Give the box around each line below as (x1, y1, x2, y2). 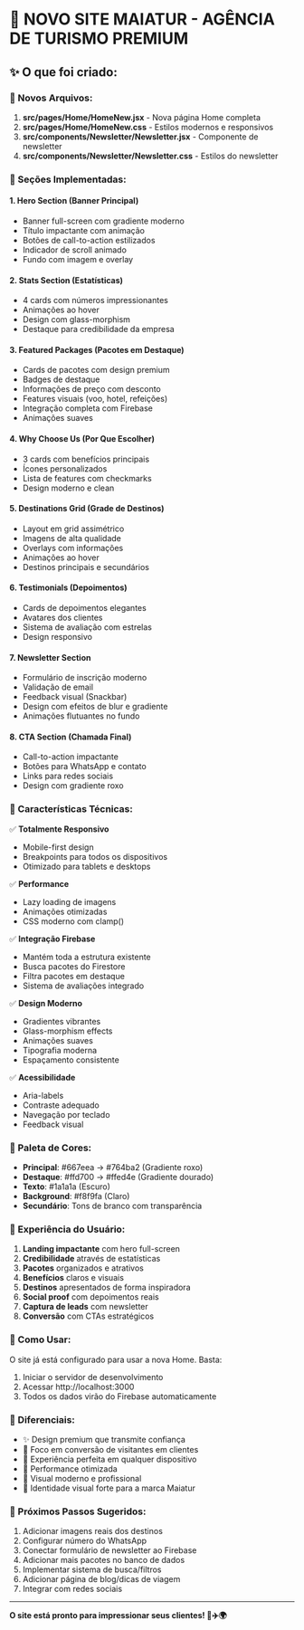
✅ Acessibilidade (9, 1072, 76, 1082)
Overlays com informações (22, 542, 124, 553)
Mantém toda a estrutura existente (22, 951, 151, 962)
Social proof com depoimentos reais (22, 1292, 160, 1302)
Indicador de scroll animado (22, 244, 127, 255)
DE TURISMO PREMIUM (9, 28, 188, 49)
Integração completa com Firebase (22, 403, 154, 414)
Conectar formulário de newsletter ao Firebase (22, 1545, 197, 1556)
